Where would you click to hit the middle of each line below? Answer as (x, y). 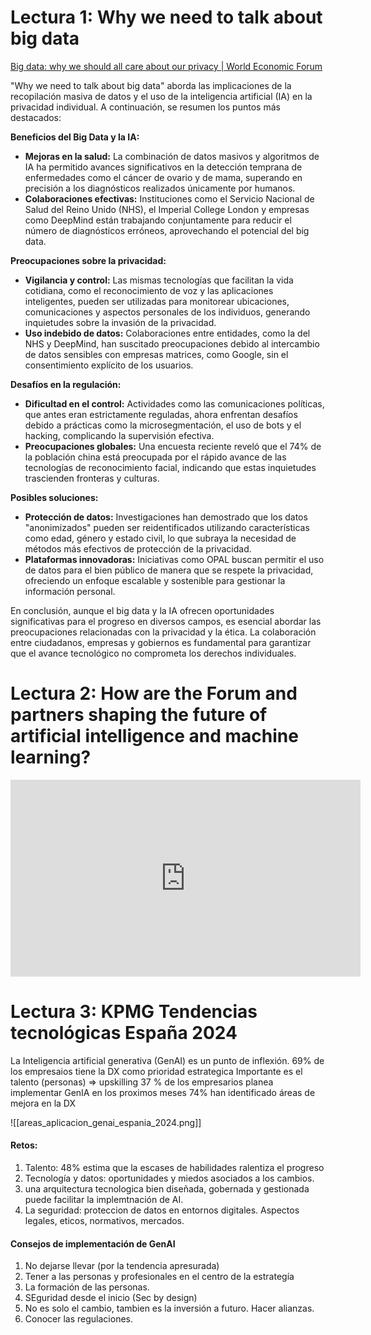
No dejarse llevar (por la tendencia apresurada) (122, 1266)
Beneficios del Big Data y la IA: (75, 137)
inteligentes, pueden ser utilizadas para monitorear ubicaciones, (157, 301)
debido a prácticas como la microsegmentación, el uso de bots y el (163, 425)
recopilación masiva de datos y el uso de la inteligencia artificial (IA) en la (161, 96)
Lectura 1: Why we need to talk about (166, 17)
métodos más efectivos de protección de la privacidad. (138, 548)
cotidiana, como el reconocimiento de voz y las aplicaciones (149, 290)
